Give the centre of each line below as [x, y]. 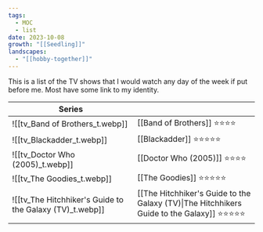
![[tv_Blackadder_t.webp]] [60, 140]
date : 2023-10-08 [36, 37]
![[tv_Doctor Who [44, 154]
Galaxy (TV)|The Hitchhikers [189, 203]
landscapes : [27, 52]
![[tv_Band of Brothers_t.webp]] [70, 124]
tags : [17, 15]
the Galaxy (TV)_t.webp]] [59, 210]
